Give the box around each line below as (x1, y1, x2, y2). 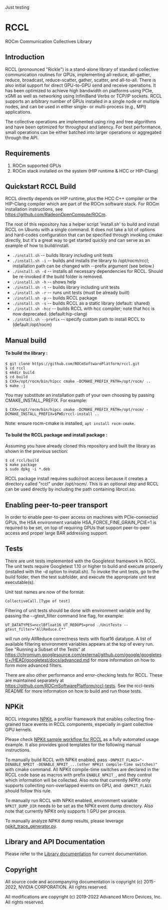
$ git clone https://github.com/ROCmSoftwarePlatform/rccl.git (5, 361, 140, 366)
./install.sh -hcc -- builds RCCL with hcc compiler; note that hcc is (12, 306, 155, 312)
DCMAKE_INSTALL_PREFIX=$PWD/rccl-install (5, 411, 93, 416)
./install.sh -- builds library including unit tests (12, 252, 113, 258)
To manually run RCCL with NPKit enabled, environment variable (5, 797, 138, 803)
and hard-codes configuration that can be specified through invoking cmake (5, 232, 162, 238)
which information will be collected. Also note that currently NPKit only (5, 777, 151, 783)
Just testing (5, 5, 29, 10)
